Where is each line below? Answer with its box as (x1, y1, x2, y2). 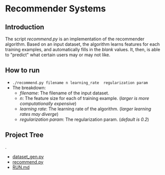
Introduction (5, 23, 45, 31)
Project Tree (5, 131, 44, 139)
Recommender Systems (5, 3, 106, 14)
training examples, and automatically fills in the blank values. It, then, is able (5, 47, 161, 52)
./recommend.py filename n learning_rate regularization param (12, 80, 148, 85)
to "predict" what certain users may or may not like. (5, 52, 110, 58)
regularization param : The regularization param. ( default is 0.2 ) (19, 116, 150, 122)
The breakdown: (12, 85, 46, 90)
